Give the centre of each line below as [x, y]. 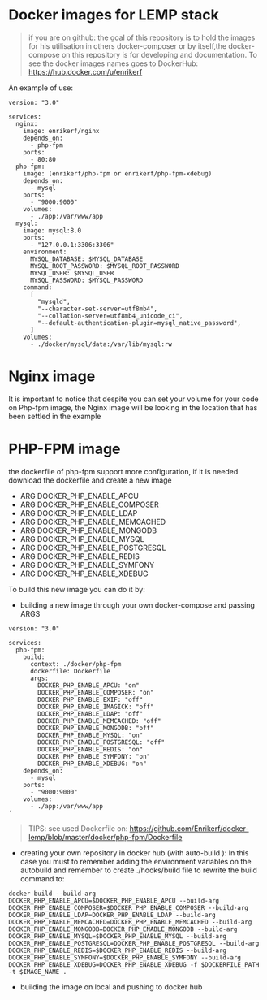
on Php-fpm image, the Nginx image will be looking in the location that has [133, 407]
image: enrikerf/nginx [61, 131]
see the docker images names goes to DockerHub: [113, 63]
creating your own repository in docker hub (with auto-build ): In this [134, 853]
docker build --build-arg [52, 894]
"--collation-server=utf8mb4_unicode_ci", [110, 316]
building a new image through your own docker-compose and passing [138, 605]
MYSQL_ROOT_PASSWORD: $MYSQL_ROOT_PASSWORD [105, 266]
